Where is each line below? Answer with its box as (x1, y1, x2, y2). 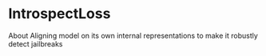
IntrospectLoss (8, 5, 111, 23)
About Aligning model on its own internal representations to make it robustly (8, 31, 258, 40)
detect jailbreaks (8, 39, 63, 48)
